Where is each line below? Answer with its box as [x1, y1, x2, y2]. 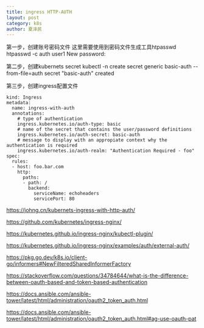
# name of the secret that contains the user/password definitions [17, 126, 192, 133]
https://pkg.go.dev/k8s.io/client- [6, 254, 88, 261]
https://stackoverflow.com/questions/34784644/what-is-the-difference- [6, 272, 189, 279]
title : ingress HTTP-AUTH [6, 9, 72, 15]
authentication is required [6, 143, 78, 149]
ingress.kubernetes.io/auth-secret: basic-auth [17, 132, 140, 138]
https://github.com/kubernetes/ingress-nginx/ [6, 218, 122, 226]
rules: [12, 159, 29, 165]
